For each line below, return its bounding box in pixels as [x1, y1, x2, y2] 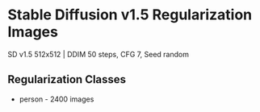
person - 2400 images [19, 94, 94, 104]
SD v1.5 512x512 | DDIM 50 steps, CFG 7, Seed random [7, 49, 189, 59]
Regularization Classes [7, 73, 127, 86]
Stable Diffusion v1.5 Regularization [7, 6, 253, 24]
